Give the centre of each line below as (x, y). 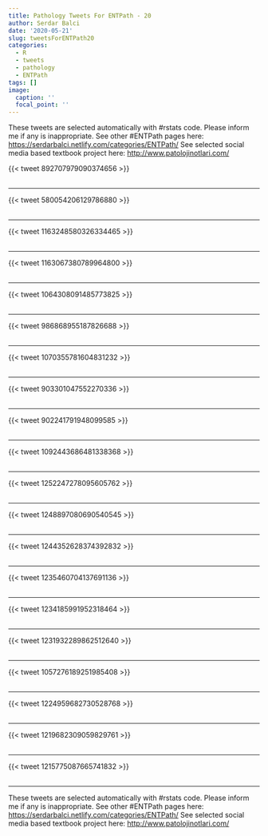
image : (19, 90)
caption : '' (35, 98)
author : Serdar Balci (44, 23)
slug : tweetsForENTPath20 (51, 38)
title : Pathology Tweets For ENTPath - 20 (80, 16)
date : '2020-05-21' (41, 30)
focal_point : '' (42, 105)
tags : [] (23, 82)
